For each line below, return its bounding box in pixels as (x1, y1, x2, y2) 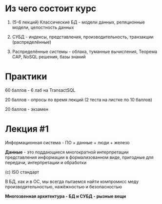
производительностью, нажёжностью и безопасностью (5, 183, 122, 189)
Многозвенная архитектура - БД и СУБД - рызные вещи (5, 193, 126, 199)
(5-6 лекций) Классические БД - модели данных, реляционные (12, 19, 145, 25)
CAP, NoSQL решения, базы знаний (12, 53, 86, 59)
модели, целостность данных (12, 24, 74, 30)
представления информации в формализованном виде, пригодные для (5, 154, 154, 160)
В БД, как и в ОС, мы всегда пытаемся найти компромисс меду (5, 178, 139, 184)
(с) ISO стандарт (5, 169, 40, 175)
